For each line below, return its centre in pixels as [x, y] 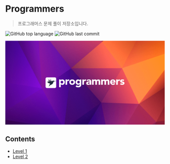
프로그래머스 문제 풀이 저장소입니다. [53, 23]
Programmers [35, 9]
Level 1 [20, 151]
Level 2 [20, 157]
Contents [20, 139]
